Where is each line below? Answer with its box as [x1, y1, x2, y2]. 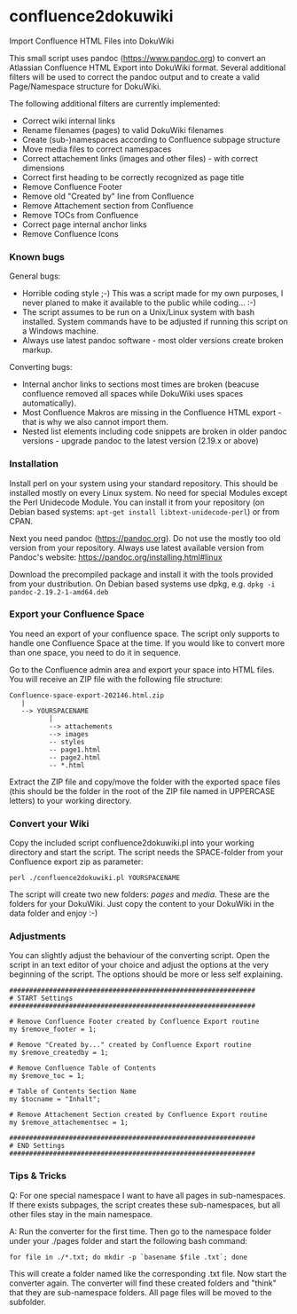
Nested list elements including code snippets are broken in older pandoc [21, 426, 288, 437]
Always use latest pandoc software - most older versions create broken [21, 335, 284, 346]
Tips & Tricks [9, 1169, 67, 1182]
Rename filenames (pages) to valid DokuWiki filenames [21, 124, 224, 135]
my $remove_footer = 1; [9, 1025, 98, 1035]
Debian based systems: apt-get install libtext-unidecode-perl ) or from [9, 506, 280, 516]
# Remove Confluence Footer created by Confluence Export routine [9, 1018, 260, 1027]
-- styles [48, 737, 86, 746]
